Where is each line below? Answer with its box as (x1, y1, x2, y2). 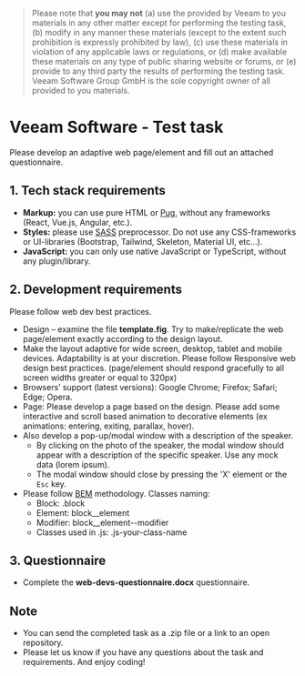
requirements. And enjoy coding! (22, 657, 146, 668)
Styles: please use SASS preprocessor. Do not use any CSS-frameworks (22, 227, 297, 237)
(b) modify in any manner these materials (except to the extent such (31, 27, 287, 37)
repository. (22, 637, 64, 649)
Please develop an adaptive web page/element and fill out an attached (9, 146, 274, 157)
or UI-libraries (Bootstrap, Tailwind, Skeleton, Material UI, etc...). (22, 236, 263, 247)
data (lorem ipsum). (36, 459, 110, 469)
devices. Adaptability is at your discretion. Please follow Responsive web (22, 352, 296, 363)
